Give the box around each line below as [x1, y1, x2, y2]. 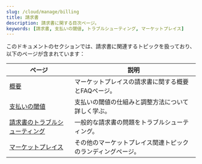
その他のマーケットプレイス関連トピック [74, 139, 189, 147]
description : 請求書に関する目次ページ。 [6, 20, 100, 26]
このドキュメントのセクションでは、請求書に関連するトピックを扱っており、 [6, 43, 195, 50]
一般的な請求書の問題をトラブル [74, 118, 165, 127]
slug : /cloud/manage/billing [6, 8, 79, 15]
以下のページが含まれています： [6, 50, 85, 58]
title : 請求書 [6, 14, 39, 20]
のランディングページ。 [74, 148, 140, 156]
